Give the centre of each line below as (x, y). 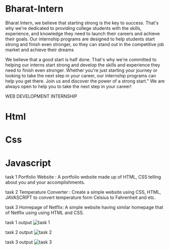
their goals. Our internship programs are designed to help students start (80, 39)
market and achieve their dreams (40, 50)
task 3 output (19, 242)
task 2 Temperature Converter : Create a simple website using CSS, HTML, (83, 192)
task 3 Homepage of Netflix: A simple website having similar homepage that (84, 207)
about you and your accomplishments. (45, 182)
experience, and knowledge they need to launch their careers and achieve (83, 33)
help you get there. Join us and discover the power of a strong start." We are (85, 81)
